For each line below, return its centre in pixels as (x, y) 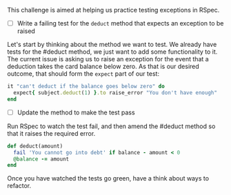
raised (26, 31)
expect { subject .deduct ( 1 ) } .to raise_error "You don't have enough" (115, 92)
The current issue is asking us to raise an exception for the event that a (108, 59)
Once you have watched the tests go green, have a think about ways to (108, 178)
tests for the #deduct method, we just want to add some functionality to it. (112, 52)
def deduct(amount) (35, 146)
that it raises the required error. (51, 133)
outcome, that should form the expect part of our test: (83, 74)
